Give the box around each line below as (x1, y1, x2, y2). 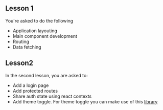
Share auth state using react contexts (12, 93, 92, 99)
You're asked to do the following (5, 17, 74, 24)
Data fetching (12, 43, 42, 50)
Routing (12, 38, 30, 45)
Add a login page (12, 82, 49, 89)
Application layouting (12, 28, 58, 34)
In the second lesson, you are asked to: (5, 72, 88, 78)
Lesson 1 (5, 4, 34, 13)
